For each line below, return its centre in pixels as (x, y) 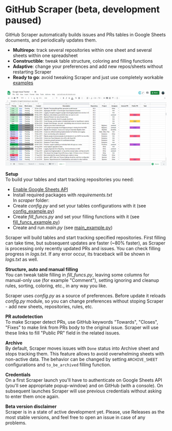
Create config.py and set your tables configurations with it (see (79, 206)
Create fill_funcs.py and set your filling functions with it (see (76, 217)
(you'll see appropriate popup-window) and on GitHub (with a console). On (84, 386)
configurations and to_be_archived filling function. (58, 365)
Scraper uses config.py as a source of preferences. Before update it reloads (85, 296)
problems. (16, 423)
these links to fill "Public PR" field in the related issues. (63, 333)
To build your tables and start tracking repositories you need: (70, 180)
